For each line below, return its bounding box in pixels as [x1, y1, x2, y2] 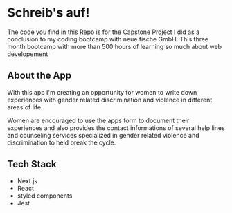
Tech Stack [7, 158, 57, 170]
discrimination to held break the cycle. [7, 138, 116, 147]
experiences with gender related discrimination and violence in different [7, 95, 213, 104]
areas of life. [7, 102, 43, 111]
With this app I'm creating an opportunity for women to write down [7, 88, 197, 96]
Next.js [17, 176, 38, 185]
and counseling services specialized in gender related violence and [7, 131, 199, 139]
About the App [7, 70, 71, 82]
